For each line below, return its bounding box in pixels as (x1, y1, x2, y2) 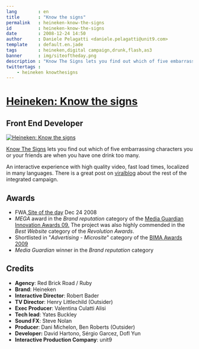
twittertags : (6, 63, 41, 70)
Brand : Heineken (14, 286, 56, 293)
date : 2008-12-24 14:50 (6, 31, 86, 37)
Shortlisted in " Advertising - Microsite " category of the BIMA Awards (14, 234, 182, 241)
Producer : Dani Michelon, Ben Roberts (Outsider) (14, 324, 135, 331)
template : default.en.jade (6, 42, 84, 48)
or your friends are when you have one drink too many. (6, 152, 140, 159)
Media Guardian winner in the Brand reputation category (14, 246, 154, 254)
